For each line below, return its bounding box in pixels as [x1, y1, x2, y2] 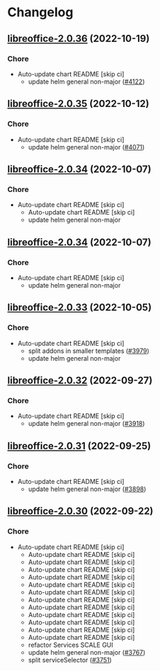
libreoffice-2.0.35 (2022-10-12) [7, 98, 150, 110]
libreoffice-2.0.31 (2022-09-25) [7, 440, 152, 452]
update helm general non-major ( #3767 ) [28, 648, 146, 656]
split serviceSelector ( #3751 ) [28, 655, 112, 664]
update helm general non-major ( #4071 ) [28, 142, 145, 151]
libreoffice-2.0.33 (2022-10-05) [7, 302, 152, 314]
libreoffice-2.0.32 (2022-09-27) [7, 375, 153, 387]
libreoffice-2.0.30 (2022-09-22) [7, 505, 154, 517]
